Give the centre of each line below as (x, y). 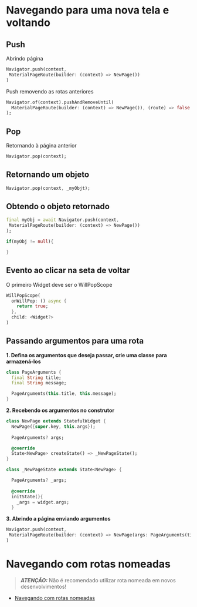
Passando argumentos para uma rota (75, 341)
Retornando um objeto (48, 175)
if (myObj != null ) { (30, 242)
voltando (28, 23)
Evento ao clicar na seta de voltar (68, 271)
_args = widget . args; (43, 502)
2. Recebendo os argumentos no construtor (60, 410)
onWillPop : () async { (39, 301)
